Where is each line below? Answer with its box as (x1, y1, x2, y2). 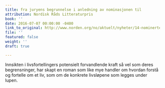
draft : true (5, 44, 29, 49)
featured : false (5, 35, 38, 40)
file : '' (5, 30, 23, 35)
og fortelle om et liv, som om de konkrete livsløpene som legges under (5, 72, 147, 78)
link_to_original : (5, 26, 43, 30)
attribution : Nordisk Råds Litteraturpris (5, 12, 93, 17)
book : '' (5, 16, 23, 21)
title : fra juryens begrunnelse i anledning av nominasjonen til (5, 7, 141, 12)
